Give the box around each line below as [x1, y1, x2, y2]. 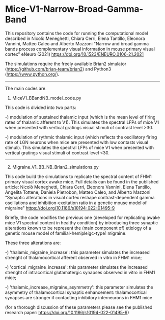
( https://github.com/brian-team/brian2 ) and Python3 [5, 66, 111, 72]
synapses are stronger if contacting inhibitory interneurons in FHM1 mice [5, 294, 153, 300]
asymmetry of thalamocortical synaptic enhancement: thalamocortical [5, 289, 147, 295]
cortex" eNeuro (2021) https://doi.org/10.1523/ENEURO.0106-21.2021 [5, 51, 144, 57]
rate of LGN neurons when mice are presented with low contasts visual [5, 139, 149, 145]
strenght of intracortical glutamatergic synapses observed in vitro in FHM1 [5, 269, 155, 275]
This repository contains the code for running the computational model [5, 30, 148, 36]
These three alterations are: [5, 240, 61, 246]
